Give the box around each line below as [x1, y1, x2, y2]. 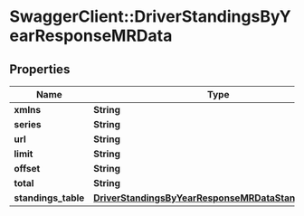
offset [14, 163, 41, 174]
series [14, 118, 42, 130]
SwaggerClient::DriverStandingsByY [9, 6, 291, 27]
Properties [9, 61, 71, 77]
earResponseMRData [9, 25, 173, 46]
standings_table [14, 192, 85, 204]
